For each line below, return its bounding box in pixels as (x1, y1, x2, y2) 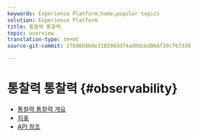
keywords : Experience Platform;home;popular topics (7, 10, 160, 17)
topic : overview (7, 29, 54, 37)
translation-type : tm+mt (7, 36, 79, 43)
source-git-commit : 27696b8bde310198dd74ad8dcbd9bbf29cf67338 (7, 42, 191, 49)
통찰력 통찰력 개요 (17, 105, 66, 113)
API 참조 (17, 122, 40, 131)
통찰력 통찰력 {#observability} (7, 81, 179, 97)
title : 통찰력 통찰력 (7, 23, 61, 30)
